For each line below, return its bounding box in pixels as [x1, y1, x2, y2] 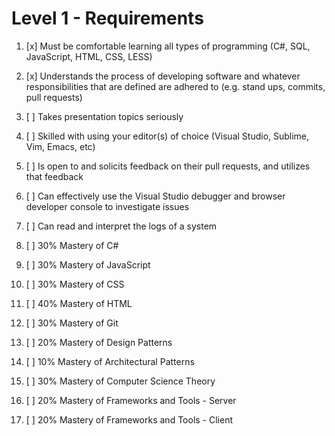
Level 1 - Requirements [11, 7, 204, 30]
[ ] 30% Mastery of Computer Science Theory [25, 375, 216, 387]
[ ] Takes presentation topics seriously [25, 110, 184, 122]
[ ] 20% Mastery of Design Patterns [25, 336, 173, 348]
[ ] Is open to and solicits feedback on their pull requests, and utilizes [25, 160, 311, 172]
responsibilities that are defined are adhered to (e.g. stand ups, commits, [25, 80, 326, 92]
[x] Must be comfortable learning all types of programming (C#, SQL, [25, 40, 311, 52]
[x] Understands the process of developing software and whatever [25, 70, 301, 82]
